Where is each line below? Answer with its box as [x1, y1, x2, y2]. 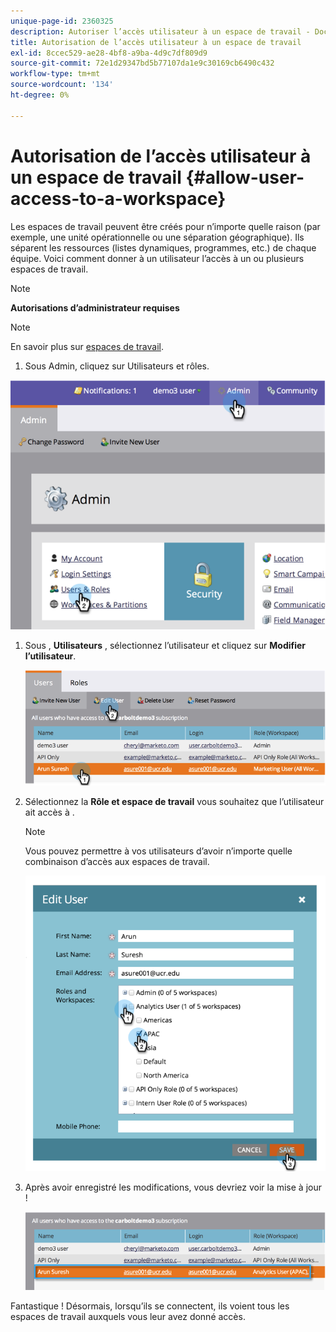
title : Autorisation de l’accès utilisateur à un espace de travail [10, 37, 302, 47]
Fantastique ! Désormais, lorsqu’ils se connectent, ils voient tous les [10, 1300, 290, 1312]
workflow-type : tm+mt [10, 69, 101, 79]
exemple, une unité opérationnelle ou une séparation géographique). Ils [10, 231, 305, 243]
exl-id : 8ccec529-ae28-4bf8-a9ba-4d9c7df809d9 [10, 48, 208, 58]
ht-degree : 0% [10, 90, 70, 100]
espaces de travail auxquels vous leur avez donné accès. [10, 1310, 246, 1322]
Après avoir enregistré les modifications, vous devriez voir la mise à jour [24, 1181, 322, 1194]
